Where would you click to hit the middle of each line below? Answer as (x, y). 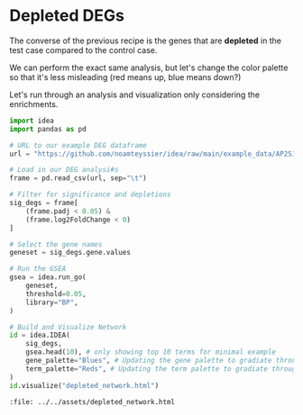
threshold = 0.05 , (56, 293)
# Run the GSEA (38, 269)
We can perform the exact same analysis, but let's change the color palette (149, 68)
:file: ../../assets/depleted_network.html (92, 401)
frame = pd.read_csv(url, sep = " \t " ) (78, 178)
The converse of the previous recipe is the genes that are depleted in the (146, 41)
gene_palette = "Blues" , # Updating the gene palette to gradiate (149, 361)
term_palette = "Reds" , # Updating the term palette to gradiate (147, 369)
